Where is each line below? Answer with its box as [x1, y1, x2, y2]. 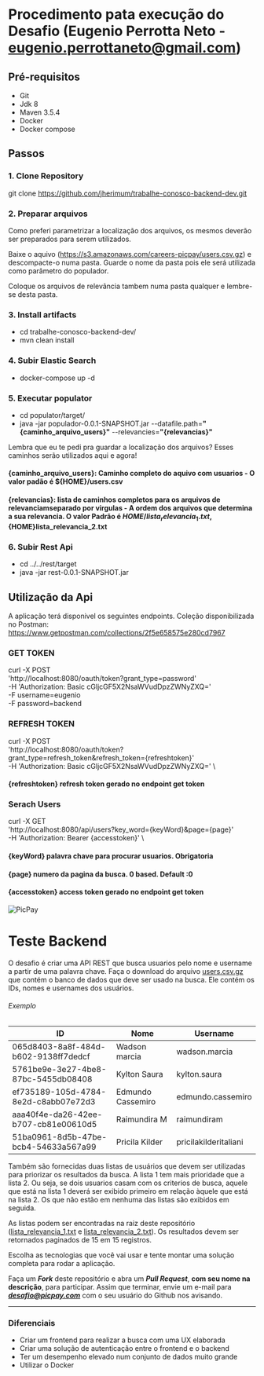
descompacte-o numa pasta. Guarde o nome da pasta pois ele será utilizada [8, 258, 256, 267]
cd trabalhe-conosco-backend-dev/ [19, 328, 137, 337]
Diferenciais [8, 1317, 56, 1328]
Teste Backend [8, 932, 108, 950]
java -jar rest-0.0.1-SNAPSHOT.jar [19, 568, 130, 577]
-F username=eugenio [8, 690, 81, 700]
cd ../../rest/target [19, 559, 77, 569]
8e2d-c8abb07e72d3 [12, 1096, 96, 1107]
